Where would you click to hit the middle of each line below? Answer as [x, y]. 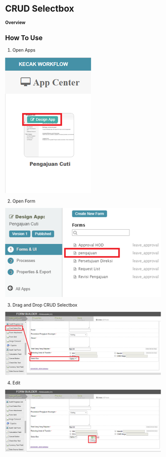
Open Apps [24, 50]
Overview [15, 22]
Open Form [24, 201]
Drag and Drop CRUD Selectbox [45, 305]
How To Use [24, 38]
